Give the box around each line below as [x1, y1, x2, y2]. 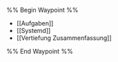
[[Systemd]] [16, 27, 51, 34]
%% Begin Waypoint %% [6, 6, 79, 14]
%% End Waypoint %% [6, 48, 73, 55]
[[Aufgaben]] [16, 19, 54, 27]
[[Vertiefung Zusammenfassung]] [16, 34, 112, 42]
